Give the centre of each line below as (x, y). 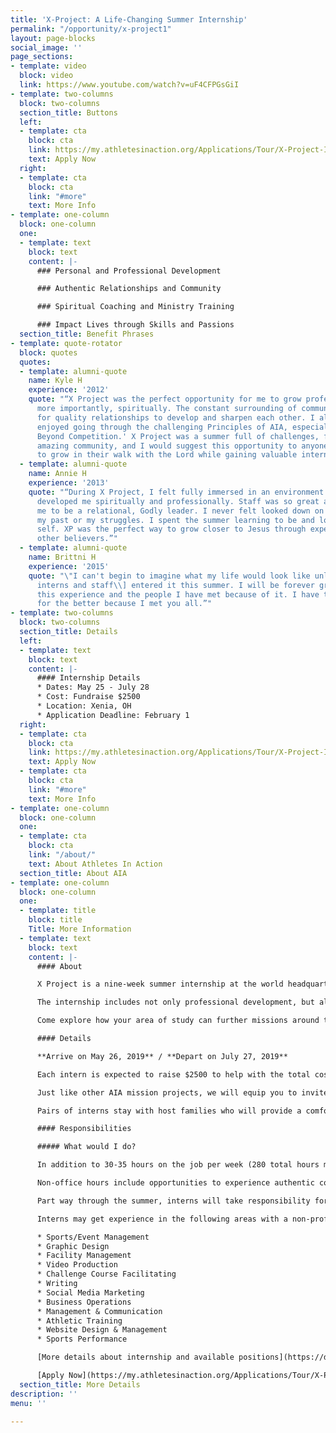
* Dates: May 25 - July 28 (93, 687)
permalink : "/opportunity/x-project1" (91, 29)
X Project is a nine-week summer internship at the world (160, 984)
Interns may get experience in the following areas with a (162, 1219)
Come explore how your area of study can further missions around (178, 1021)
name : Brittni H (62, 557)
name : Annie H (57, 474)
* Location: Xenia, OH (84, 706)
